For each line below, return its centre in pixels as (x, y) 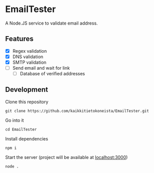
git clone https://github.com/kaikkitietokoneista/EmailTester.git (77, 111)
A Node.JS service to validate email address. (51, 23)
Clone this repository (27, 102)
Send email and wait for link (41, 68)
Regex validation (30, 51)
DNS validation (28, 57)
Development (27, 90)
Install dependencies (27, 138)
